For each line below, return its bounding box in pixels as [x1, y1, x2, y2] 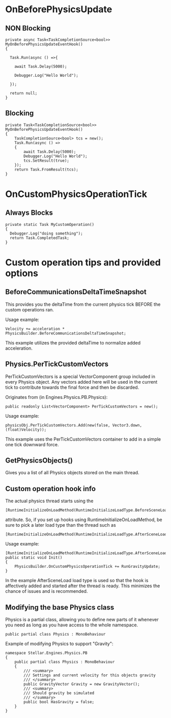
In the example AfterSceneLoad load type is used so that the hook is [5, 578, 149, 584]
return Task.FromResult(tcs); [14, 167, 79, 172]
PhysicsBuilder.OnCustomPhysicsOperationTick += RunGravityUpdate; [14, 564, 160, 569]
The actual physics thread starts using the [5, 498, 94, 504]
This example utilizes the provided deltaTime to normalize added [5, 339, 141, 346]
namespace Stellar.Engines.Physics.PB [5, 650, 88, 656]
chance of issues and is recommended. [5, 588, 88, 594]
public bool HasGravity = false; [23, 700, 95, 705]
